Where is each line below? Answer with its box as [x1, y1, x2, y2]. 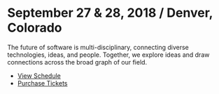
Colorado [7, 20, 62, 36]
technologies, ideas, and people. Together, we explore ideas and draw [7, 51, 210, 59]
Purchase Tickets [17, 79, 68, 87]
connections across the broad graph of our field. [7, 58, 148, 66]
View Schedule [17, 72, 61, 80]
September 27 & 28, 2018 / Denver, [7, 5, 213, 21]
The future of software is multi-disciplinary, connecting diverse [7, 43, 189, 51]
